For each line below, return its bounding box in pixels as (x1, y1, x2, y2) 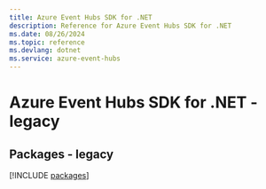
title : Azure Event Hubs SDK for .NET (9, 12, 153, 22)
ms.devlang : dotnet (9, 46, 82, 55)
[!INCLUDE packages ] (9, 170, 90, 180)
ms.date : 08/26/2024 (9, 29, 86, 38)
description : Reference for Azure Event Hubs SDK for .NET (9, 21, 232, 30)
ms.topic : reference (9, 37, 86, 47)
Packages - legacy (9, 146, 113, 161)
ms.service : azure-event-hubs (9, 54, 121, 63)
